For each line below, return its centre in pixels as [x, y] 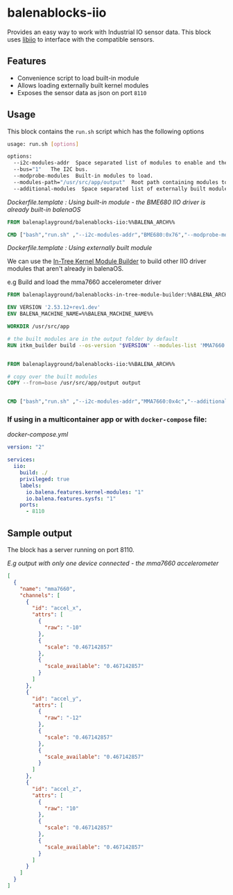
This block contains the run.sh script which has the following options [106, 131]
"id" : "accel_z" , [57, 789]
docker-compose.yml [38, 435]
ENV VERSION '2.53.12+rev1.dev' [54, 308]
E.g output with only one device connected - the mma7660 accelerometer [113, 563]
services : [21, 460]
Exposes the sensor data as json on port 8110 [82, 92]
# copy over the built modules [52, 376]
